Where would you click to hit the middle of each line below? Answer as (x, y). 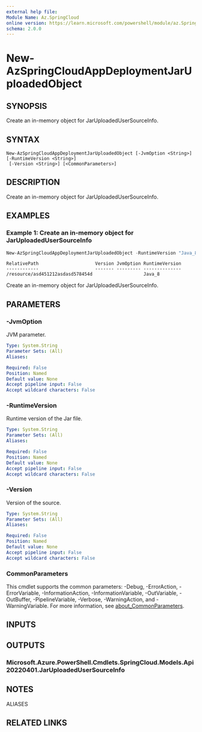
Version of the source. (34, 503)
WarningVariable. (28, 606)
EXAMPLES (28, 216)
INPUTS (21, 625)
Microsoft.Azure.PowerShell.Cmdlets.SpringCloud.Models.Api (100, 662)
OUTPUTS (26, 645)
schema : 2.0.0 (24, 29)
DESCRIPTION (33, 182)
